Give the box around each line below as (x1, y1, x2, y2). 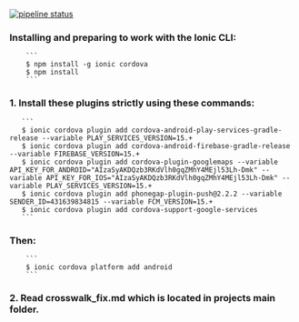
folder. (9, 303, 39, 316)
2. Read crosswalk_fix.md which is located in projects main (9, 291, 275, 304)
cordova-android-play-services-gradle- (131, 126, 283, 135)
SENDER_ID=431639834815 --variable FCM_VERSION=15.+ (9, 196, 214, 206)
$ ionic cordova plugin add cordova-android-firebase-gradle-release (21, 141, 291, 150)
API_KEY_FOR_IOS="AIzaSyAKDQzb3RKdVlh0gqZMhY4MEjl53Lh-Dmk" (45, 173, 279, 182)
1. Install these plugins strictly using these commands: (9, 96, 255, 109)
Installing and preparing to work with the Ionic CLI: (9, 31, 237, 44)
